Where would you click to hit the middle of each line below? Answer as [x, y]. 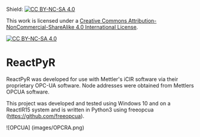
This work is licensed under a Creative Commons [67, 21]
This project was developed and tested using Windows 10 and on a [89, 103]
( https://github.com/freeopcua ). [45, 116]
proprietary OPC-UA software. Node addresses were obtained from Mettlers [100, 85]
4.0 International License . [107, 27]
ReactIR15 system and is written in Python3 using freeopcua [80, 110]
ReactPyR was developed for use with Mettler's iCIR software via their [92, 79]
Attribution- [142, 21]
